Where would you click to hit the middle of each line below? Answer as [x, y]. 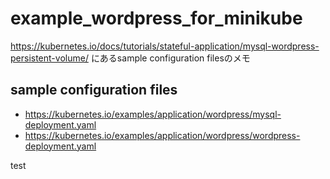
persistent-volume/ [49, 58]
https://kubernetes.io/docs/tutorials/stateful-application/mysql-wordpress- [165, 46]
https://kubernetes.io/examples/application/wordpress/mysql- [153, 114]
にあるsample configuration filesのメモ [170, 58]
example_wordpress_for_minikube [156, 18]
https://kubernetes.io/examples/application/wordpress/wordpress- [162, 135]
